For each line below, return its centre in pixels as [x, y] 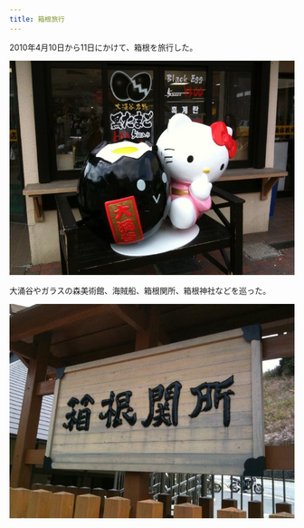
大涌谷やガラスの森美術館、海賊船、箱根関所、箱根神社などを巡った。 [140, 290]
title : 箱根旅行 [37, 19]
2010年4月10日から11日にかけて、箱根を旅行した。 [104, 47]
